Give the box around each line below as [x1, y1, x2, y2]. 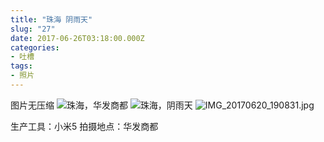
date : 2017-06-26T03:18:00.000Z [10, 33, 145, 43]
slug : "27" [10, 24, 56, 34]
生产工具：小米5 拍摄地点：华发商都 [10, 120, 159, 132]
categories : [10, 42, 60, 53]
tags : [10, 61, 33, 71]
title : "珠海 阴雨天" [10, 14, 93, 25]
